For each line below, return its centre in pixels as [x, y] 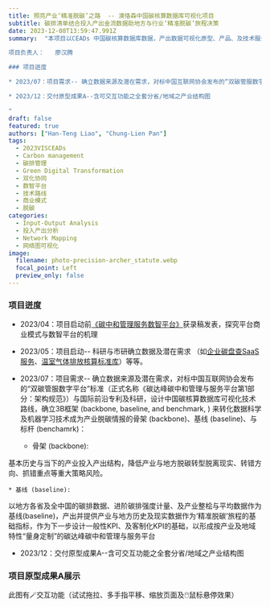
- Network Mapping [47, 238]
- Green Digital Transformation [70, 171]
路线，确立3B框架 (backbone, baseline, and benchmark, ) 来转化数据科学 [141, 409]
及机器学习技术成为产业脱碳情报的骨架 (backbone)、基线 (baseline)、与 [139, 419]
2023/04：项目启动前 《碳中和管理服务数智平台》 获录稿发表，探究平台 [137, 324]
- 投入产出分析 [37, 230]
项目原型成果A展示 [45, 576]
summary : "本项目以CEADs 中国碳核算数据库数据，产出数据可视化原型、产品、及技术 [132, 38]
